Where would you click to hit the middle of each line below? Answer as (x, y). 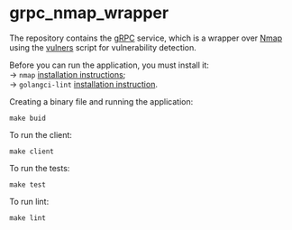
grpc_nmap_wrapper (89, 13)
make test (28, 184)
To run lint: (29, 201)
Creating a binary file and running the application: (101, 101)
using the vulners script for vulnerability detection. (103, 47)
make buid (28, 118)
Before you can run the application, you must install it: (109, 65)
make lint (28, 218)
